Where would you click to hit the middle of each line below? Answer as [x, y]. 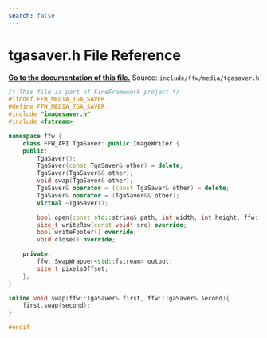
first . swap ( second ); [57, 306]
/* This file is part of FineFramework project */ [94, 92]
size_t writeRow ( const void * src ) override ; [112, 225]
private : [37, 254]
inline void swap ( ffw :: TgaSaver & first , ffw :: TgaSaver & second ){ [119, 298]
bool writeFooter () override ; [87, 233]
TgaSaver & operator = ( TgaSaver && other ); [108, 195]
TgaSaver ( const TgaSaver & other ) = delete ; [110, 166]
